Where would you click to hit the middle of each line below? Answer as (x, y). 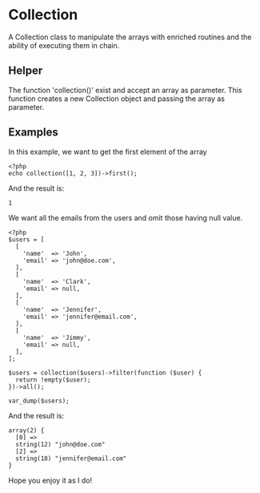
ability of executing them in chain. (64, 45)
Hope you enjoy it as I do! (50, 480)
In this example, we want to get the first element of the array (108, 152)
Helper (26, 71)
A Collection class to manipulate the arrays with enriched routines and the (130, 37)
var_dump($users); (39, 401)
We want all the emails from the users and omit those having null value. (126, 217)
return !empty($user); (53, 380)
